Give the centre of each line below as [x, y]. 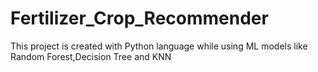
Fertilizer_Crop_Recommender [139, 18]
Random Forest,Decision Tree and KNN [91, 56]
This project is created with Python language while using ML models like [159, 46]
